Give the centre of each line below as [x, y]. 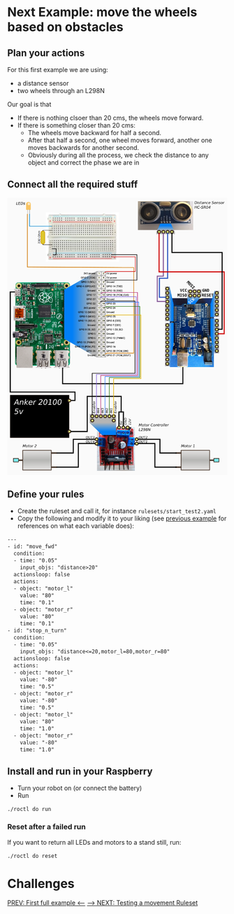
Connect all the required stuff [73, 185]
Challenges [41, 884]
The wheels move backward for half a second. [95, 133]
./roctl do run [29, 810]
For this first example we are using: [58, 70]
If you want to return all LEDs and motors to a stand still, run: [94, 842]
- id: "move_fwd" [32, 547]
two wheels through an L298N [61, 91]
